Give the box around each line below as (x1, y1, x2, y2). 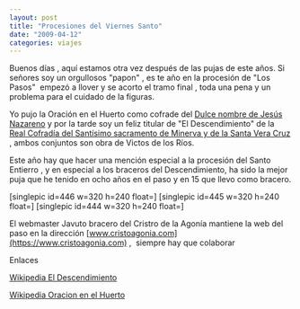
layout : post (9, 13, 58, 22)
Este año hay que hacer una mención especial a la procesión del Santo (9, 154, 271, 166)
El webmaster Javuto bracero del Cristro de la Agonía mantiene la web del (9, 218, 284, 229)
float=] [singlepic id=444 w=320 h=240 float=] (9, 201, 184, 212)
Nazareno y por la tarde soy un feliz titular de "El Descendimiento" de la (9, 119, 275, 129)
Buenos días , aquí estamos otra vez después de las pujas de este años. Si (9, 63, 286, 74)
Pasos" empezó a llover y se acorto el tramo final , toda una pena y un (9, 82, 271, 93)
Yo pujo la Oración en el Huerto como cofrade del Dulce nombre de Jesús (9, 109, 283, 119)
